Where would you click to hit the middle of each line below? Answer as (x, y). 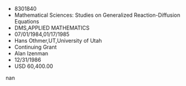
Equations (27, 21)
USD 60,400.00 (34, 66)
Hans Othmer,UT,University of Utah (58, 41)
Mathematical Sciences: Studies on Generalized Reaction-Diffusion (97, 15)
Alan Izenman (31, 53)
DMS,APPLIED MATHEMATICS (52, 28)
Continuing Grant (35, 47)
